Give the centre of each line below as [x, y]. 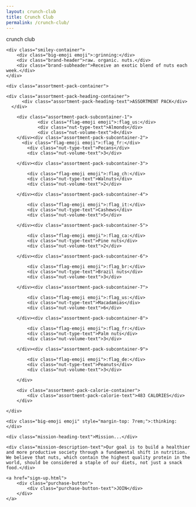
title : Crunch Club [30, 17]
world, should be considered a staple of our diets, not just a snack [94, 463]
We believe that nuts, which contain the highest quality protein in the [98, 457]
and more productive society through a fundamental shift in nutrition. [97, 452]
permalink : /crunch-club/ [38, 22]
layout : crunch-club [31, 11]
